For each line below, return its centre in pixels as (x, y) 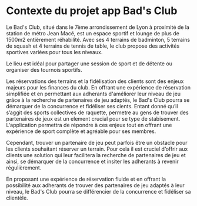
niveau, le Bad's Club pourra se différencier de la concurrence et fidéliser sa (98, 191)
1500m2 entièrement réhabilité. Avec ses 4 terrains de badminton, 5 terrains (98, 39)
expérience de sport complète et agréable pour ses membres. (81, 131)
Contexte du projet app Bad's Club (92, 11)
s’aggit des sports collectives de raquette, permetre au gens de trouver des (98, 112)
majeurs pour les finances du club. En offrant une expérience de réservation (98, 87)
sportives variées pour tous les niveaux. (54, 52)
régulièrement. (24, 167)
